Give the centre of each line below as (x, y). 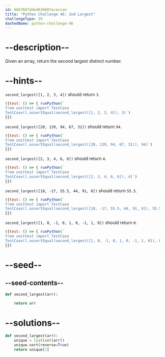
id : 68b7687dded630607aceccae (36, 10)
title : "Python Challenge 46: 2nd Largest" (50, 14)
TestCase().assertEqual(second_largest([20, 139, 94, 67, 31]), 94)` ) (79, 145)
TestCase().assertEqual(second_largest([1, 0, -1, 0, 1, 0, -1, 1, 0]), (81, 241)
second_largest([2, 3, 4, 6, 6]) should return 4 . (56, 159)
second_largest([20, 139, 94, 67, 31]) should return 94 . (63, 127)
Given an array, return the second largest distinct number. (63, 61)
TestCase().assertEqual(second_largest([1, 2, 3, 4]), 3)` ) (68, 113)
